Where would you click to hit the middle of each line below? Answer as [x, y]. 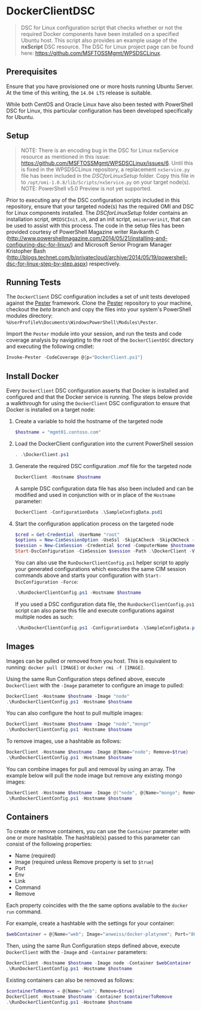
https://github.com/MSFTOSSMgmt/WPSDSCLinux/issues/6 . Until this [107, 163]
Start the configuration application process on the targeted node [94, 523]
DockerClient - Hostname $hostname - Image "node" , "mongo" [79, 724]
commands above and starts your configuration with [79, 575]
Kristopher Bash [26, 251]
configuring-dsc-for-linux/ [39, 244]
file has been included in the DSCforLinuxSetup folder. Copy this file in [108, 175]
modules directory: [29, 316]
